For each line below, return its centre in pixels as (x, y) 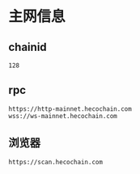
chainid (28, 47)
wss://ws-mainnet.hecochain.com (63, 116)
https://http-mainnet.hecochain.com (70, 109)
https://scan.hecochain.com (56, 162)
